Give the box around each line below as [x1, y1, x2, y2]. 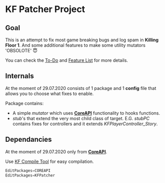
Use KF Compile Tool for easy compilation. [5, 158, 94, 164]
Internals [5, 72, 34, 80]
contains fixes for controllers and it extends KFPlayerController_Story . [12, 121, 158, 127]
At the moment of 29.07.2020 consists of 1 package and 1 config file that [5, 85, 156, 91]
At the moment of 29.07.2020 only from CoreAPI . [5, 148, 107, 154]
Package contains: [5, 100, 44, 106]
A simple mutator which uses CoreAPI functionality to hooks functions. [12, 110, 160, 116]
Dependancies [5, 135, 52, 144]
